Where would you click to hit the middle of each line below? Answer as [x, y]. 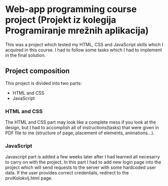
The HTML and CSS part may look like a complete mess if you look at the [81, 122]
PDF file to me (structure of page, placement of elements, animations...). [80, 133]
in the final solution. [26, 55]
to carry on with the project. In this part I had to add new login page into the [83, 162]
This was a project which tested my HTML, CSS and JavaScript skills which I [84, 44]
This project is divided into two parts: [43, 83]
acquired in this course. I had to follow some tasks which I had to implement [83, 50]
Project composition [38, 71]
